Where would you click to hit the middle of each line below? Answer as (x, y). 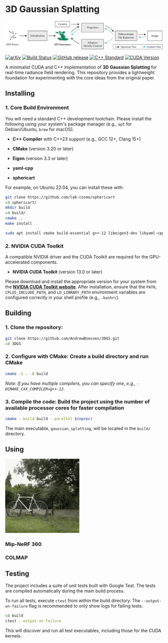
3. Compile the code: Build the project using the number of (77, 401)
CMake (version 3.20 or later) (43, 148)
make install (19, 223)
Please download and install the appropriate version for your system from (81, 281)
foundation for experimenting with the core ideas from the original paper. (80, 77)
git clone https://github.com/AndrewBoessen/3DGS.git (62, 338)
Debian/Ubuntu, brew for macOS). (39, 129)
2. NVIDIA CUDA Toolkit (34, 246)
